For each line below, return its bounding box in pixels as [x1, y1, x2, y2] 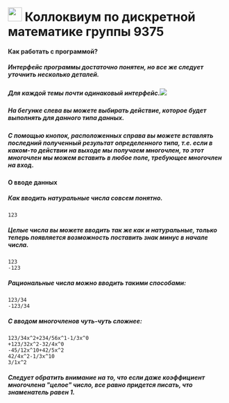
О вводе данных [8, 178, 58, 187]
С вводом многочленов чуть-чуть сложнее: [8, 317, 143, 325]
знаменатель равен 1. [8, 388, 75, 397]
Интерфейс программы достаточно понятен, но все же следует [8, 63, 204, 71]
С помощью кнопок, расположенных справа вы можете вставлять [8, 131, 214, 139]
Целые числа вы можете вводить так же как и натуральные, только [8, 226, 218, 234]
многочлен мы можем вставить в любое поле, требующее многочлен [8, 153, 222, 162]
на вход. [8, 160, 34, 169]
